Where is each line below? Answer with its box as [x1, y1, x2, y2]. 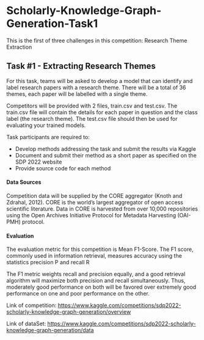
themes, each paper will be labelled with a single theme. [6, 90, 148, 98]
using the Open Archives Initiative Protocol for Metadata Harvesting [6, 211, 177, 219]
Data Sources [6, 178, 42, 186]
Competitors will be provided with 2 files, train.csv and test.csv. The [6, 102, 178, 109]
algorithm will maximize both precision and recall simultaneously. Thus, [6, 277, 186, 284]
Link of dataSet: [6, 320, 46, 327]
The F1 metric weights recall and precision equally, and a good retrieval [6, 270, 186, 278]
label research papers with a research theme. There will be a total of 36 [6, 84, 186, 91]
